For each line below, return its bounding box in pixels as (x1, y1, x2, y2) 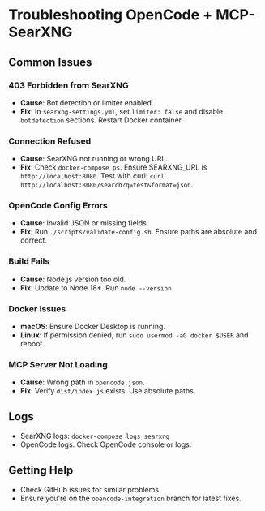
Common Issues (8, 55, 92, 69)
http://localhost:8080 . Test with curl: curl (19, 171, 165, 181)
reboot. (19, 339, 45, 349)
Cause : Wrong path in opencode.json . (19, 377, 145, 387)
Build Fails (8, 255, 50, 267)
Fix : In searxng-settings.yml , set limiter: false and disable (19, 106, 224, 116)
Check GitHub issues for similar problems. (19, 484, 161, 494)
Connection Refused (8, 135, 92, 147)
